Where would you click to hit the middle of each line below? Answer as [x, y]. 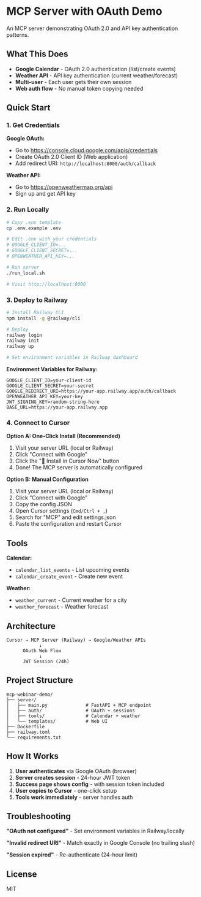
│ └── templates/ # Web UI [57, 721]
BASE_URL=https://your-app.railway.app [57, 407]
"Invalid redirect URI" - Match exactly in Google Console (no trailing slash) [101, 843]
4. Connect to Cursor [38, 423]
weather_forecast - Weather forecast [62, 607]
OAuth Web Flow [42, 651]
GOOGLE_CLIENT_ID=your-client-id [49, 381]
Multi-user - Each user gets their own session [73, 82]
